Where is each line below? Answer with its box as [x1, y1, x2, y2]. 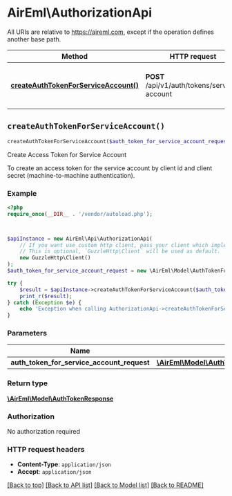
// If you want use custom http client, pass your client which [19, 241, 209, 248]
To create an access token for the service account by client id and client [7, 164, 213, 172]
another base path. [7, 35, 61, 43]
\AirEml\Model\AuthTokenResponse [7, 394, 114, 403]
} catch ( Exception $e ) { [7, 299, 81, 306]
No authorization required [7, 428, 81, 436]
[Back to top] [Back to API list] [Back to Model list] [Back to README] [7, 481, 204, 489]
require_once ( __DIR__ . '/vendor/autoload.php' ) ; [7, 210, 153, 217]
